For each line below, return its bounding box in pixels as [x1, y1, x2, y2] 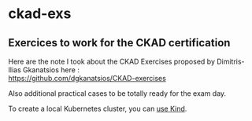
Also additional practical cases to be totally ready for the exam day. [8, 89, 227, 98]
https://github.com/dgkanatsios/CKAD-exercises [8, 74, 167, 82]
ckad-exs [8, 5, 72, 23]
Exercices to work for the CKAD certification [8, 36, 231, 49]
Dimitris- [216, 57, 246, 66]
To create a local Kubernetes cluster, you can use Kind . [8, 104, 187, 113]
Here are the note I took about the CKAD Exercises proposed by [8, 57, 215, 66]
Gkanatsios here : [22, 65, 80, 75]
